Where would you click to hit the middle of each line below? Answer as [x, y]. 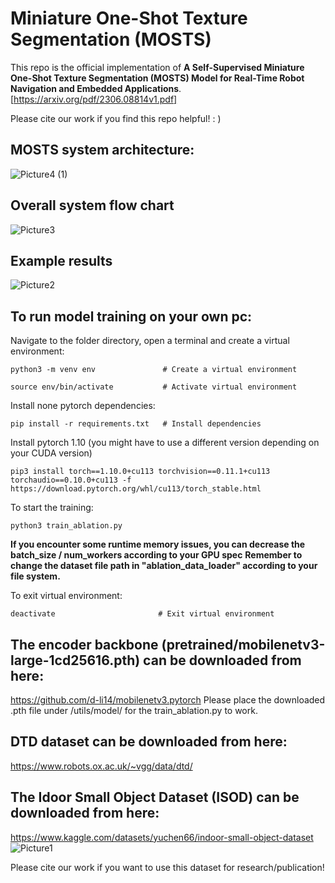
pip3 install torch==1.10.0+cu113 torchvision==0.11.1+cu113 [140, 472]
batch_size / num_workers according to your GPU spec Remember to [156, 555]
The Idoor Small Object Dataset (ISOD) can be [155, 797]
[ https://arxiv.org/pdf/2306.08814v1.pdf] [94, 99]
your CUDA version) [51, 453]
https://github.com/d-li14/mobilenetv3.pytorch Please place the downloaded [168, 700]
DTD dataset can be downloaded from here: [149, 742]
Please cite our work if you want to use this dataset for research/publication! [167, 867]
